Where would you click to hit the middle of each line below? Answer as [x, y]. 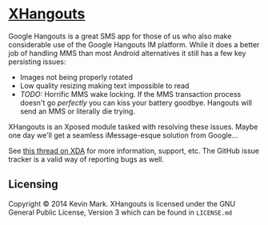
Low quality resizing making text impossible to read [104, 86]
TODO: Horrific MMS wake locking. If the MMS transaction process [130, 94]
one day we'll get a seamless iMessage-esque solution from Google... [123, 135]
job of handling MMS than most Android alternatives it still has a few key [127, 53]
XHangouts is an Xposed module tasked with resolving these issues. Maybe [133, 127]
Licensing [33, 185]
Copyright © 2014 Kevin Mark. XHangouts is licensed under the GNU [122, 203]
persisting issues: [37, 62]
